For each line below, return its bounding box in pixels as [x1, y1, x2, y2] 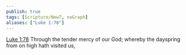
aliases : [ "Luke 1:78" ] [6, 20, 65, 25]
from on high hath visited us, [6, 42, 75, 49]
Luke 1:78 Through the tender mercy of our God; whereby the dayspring [6, 36, 181, 43]
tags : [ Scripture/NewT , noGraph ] [6, 14, 88, 20]
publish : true [6, 8, 41, 15]
